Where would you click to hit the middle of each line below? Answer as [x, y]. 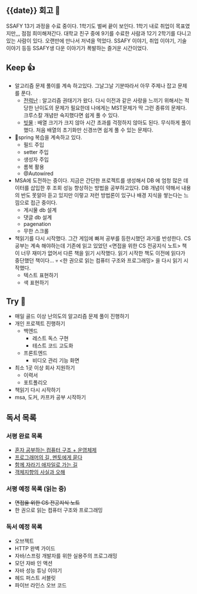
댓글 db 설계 [38, 217]
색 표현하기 [36, 283]
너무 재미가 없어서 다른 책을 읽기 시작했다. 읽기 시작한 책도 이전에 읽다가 [103, 253]
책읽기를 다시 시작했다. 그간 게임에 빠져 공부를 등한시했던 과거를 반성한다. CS [103, 238]
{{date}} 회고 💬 [33, 11]
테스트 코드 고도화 [53, 346]
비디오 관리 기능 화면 [56, 360]
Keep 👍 [21, 68]
